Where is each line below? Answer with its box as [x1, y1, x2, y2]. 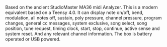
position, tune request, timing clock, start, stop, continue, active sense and [5, 25, 160, 31]
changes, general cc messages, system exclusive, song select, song [5, 20, 147, 26]
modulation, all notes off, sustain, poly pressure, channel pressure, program [5, 15, 162, 20]
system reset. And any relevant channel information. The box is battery [5, 31, 152, 36]
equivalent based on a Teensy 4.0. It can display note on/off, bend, [5, 9, 144, 15]
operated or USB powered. [5, 36, 61, 42]
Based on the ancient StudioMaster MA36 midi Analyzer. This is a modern [5, 4, 158, 10]
